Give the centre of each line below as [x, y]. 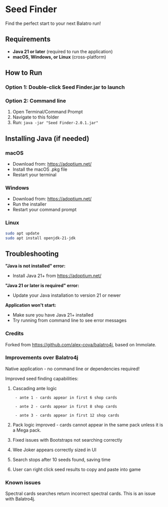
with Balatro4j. [20, 499]
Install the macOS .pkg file [40, 169]
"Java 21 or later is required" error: [42, 286]
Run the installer [30, 204]
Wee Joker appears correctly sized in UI [54, 450]
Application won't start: [31, 305]
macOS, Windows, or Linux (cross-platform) [59, 57]
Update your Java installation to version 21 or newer [67, 295]
